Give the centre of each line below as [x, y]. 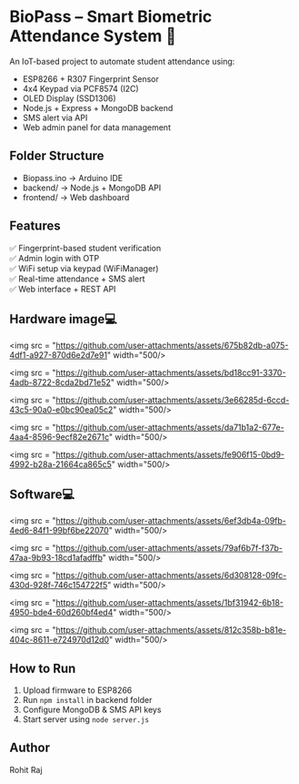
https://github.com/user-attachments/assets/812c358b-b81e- [171, 630]
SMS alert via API [55, 117]
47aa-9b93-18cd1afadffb [56, 558]
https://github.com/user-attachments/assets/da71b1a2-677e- [170, 428]
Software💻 [42, 494]
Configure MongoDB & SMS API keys [92, 709]
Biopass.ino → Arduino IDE [73, 178]
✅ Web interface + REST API [63, 289]
